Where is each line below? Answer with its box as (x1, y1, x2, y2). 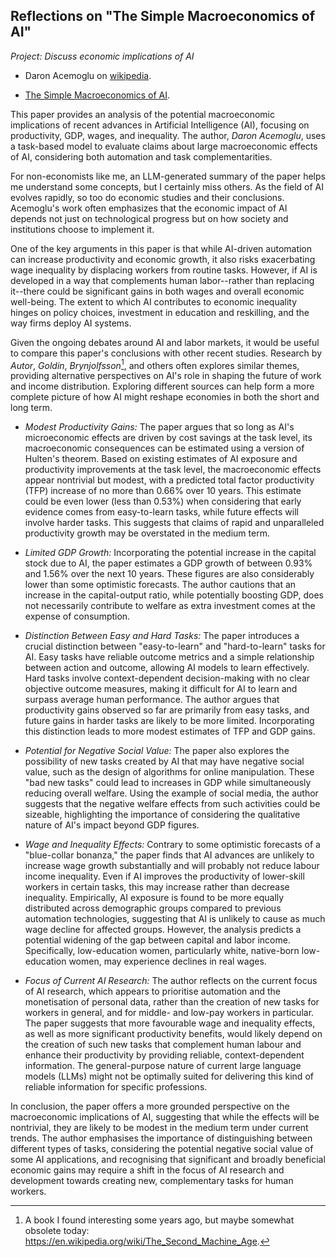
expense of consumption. (24, 610, 131, 623)
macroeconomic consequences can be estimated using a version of (24, 442, 305, 454)
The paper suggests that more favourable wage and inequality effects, (24, 1017, 316, 1029)
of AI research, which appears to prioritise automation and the (24, 985, 281, 998)
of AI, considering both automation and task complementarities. (10, 150, 273, 163)
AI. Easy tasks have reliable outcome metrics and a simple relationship (24, 651, 315, 663)
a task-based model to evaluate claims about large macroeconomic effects (10, 140, 318, 152)
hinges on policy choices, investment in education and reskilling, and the (10, 306, 310, 318)
